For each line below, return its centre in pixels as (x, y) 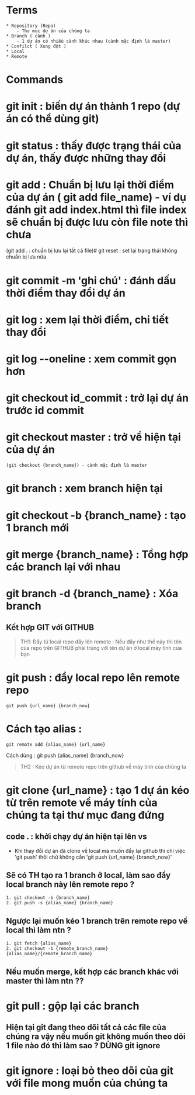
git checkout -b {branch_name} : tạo (96, 515)
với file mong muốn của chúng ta (87, 1083)
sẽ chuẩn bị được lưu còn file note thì (97, 222)
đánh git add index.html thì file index (96, 210)
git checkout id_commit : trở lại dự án (97, 398)
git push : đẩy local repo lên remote (93, 678)
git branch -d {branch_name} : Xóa (92, 593)
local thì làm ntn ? (39, 930)
